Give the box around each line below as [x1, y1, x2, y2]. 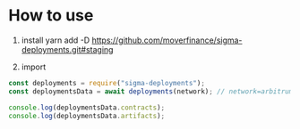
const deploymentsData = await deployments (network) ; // [8, 86, 226, 96]
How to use [8, 5, 94, 26]
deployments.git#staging [21, 44, 114, 54]
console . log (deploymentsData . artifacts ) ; [8, 111, 166, 120]
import [21, 61, 47, 72]
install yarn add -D [21, 35, 90, 45]
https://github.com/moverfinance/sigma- [91, 35, 243, 45]
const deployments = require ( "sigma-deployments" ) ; [8, 78, 205, 87]
